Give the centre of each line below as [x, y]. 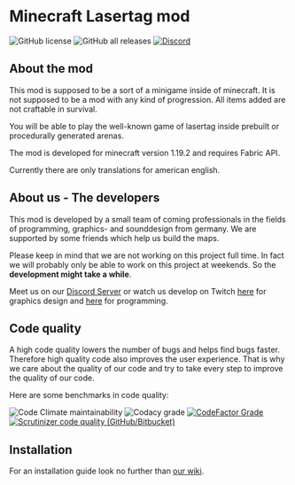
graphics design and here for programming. [89, 301]
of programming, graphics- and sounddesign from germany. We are [133, 229]
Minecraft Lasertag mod [100, 16]
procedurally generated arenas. [66, 136]
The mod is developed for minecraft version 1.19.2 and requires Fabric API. [145, 153]
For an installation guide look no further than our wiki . [107, 471]
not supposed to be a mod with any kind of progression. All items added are [147, 99]
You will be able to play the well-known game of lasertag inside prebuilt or [144, 126]
